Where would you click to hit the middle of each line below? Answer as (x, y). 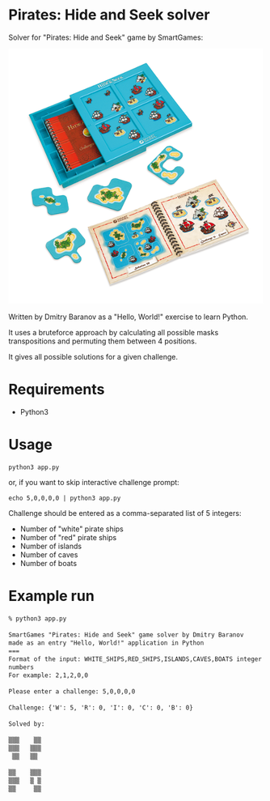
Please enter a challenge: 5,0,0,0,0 (72, 691)
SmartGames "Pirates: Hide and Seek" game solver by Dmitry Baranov (126, 635)
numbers (21, 667)
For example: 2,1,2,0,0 (49, 675)
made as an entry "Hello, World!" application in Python (106, 643)
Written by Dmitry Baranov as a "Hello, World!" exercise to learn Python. (129, 317)
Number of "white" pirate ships (72, 529)
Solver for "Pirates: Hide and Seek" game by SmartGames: (106, 37)
